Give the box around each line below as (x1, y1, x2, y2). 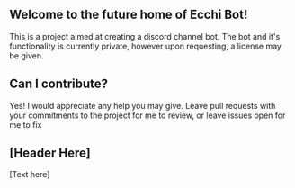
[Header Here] (9, 146, 92, 161)
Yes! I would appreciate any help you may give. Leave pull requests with (9, 100, 276, 111)
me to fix (9, 119, 42, 130)
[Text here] (9, 169, 50, 180)
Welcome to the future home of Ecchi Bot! (9, 7, 248, 22)
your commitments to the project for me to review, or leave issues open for (9, 110, 286, 121)
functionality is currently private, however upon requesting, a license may (9, 40, 282, 51)
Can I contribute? (9, 76, 109, 92)
